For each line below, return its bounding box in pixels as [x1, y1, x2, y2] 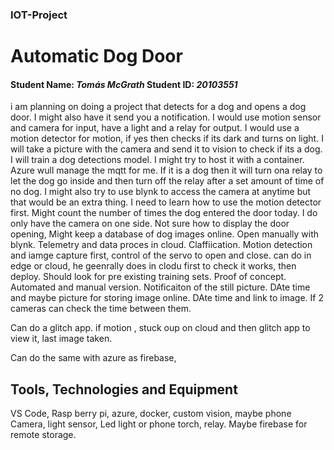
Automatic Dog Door [10, 45, 183, 68]
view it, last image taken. [10, 333, 113, 345]
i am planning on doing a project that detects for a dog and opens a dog [10, 101, 307, 113]
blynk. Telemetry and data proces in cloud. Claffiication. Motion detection [10, 239, 313, 251]
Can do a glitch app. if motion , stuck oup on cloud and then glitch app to [10, 322, 311, 334]
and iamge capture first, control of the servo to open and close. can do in [10, 249, 312, 262]
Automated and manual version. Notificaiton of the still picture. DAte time [10, 281, 311, 293]
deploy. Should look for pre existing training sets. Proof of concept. [10, 271, 287, 283]
